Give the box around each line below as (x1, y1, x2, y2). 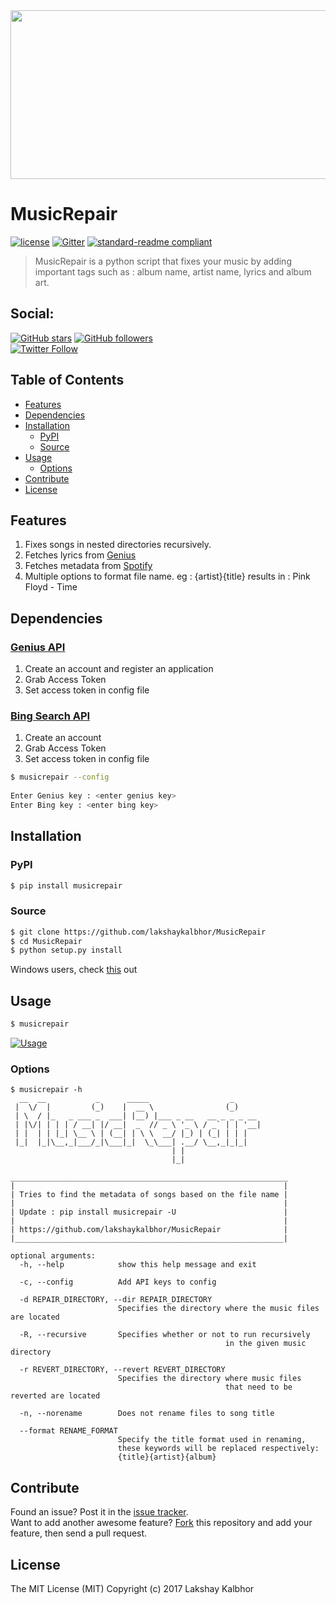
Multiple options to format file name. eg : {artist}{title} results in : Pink (24, 570, 311, 583)
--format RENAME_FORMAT (19, 1426, 118, 1436)
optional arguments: (10, 1251, 97, 1261)
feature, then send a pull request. (10, 1527, 148, 1539)
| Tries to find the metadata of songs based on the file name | (10, 1190, 288, 1200)
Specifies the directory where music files (117, 1374, 302, 1384)
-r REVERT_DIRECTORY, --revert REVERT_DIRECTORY (19, 1365, 226, 1375)
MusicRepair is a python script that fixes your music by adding (34, 255, 292, 267)
